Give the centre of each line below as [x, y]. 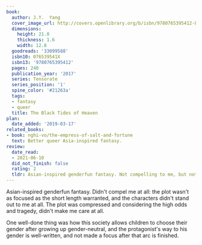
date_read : [25, 152]
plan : [13, 118]
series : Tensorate [35, 79]
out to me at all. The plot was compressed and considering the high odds [97, 205]
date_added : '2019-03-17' [44, 124]
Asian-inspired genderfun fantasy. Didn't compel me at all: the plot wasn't [98, 192]
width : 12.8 [32, 46]
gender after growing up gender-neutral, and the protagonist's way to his [97, 229]
